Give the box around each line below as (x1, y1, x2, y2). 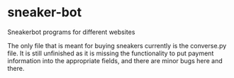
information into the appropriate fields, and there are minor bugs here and (7, 56, 223, 65)
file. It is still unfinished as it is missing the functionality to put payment (7, 49, 214, 57)
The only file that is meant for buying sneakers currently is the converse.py (7, 41, 227, 50)
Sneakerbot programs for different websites (7, 28, 135, 36)
